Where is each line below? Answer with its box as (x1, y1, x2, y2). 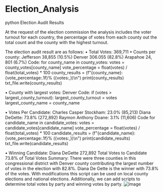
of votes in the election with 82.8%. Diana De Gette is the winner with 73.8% (5, 165, 159, 171)
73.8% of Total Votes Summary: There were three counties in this (5, 155, 136, 161)
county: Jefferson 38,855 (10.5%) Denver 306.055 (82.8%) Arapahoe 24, (5, 54, 152, 60)
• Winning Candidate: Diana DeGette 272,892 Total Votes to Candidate (5, 150, 147, 156)
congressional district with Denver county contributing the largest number (5, 160, 154, 166)
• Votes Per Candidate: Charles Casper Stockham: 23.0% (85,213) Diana (5, 109, 151, 115)
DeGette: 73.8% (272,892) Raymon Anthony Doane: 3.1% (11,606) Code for (5, 114, 155, 120)
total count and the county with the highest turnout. (5, 39, 109, 45)
